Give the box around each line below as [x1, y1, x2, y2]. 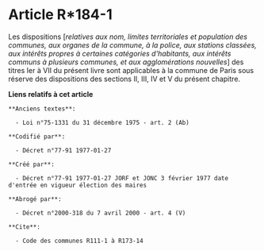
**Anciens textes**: [8, 105, 77, 113]
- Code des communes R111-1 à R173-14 [15, 237, 144, 245]
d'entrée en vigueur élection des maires [8, 181, 147, 189]
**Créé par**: [8, 160, 55, 168]
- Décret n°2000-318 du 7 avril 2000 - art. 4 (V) [15, 209, 186, 217]
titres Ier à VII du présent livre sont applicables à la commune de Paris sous [8, 65, 254, 75]
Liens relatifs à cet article [8, 89, 94, 98]
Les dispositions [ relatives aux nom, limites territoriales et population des [8, 32, 248, 41]
